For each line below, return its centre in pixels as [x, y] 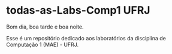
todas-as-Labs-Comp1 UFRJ [78, 10]
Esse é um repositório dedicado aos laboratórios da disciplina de [86, 38]
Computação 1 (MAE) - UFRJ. [43, 45]
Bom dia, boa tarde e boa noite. [45, 27]
